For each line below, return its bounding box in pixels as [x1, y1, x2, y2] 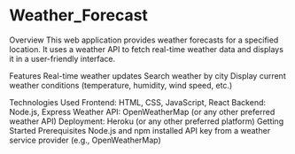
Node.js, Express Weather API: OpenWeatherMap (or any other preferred [9, 106, 276, 117]
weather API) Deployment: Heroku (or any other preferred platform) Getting [9, 116, 284, 127]
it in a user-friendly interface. [9, 53, 116, 64]
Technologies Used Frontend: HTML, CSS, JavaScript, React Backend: [9, 96, 267, 107]
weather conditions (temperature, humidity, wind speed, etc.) [9, 80, 233, 90]
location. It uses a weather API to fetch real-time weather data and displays [9, 43, 283, 54]
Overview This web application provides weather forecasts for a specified [9, 35, 279, 45]
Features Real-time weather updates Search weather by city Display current [9, 70, 286, 81]
